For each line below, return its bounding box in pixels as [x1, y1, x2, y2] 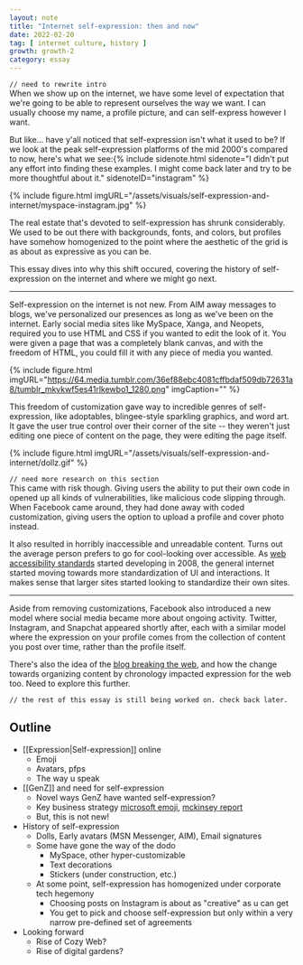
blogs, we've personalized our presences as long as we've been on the [9, 309, 273, 319]
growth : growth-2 [9, 47, 75, 56]
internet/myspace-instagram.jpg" [9, 200, 133, 211]
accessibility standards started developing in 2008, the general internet [9, 557, 275, 568]
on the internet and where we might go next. [52, 273, 217, 284]
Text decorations [49, 859, 113, 870]
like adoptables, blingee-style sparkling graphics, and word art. [54, 411, 290, 421]
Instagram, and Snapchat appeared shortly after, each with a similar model [9, 623, 287, 632]
